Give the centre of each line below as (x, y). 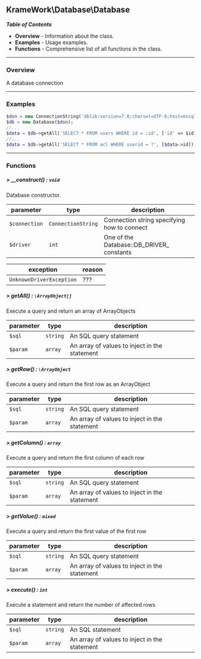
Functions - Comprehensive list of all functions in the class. (89, 49)
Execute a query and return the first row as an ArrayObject (78, 384)
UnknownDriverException (43, 279)
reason (93, 269)
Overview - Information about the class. (64, 36)
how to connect (126, 227)
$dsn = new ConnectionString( (44, 116)
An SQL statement (95, 630)
